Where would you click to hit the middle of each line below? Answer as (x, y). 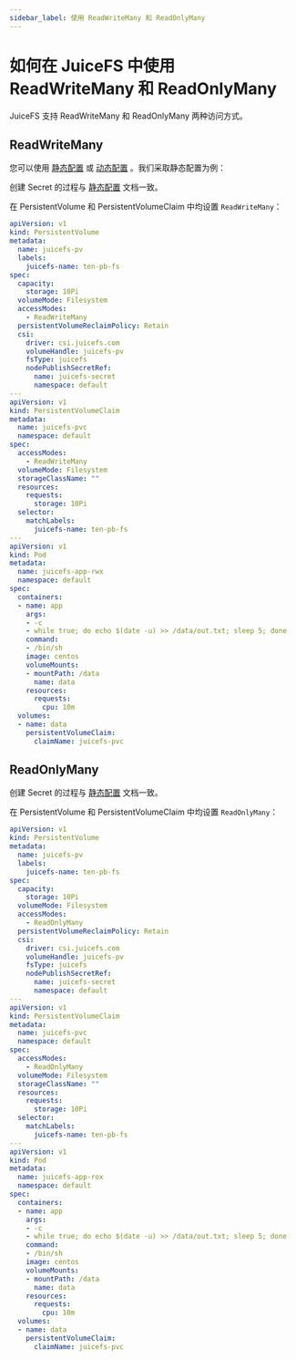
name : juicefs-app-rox (61, 1178)
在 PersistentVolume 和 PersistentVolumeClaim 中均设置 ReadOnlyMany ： (144, 812)
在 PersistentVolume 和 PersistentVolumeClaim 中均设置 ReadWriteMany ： (146, 207)
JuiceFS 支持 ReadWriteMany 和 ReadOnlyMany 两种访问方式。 (128, 116)
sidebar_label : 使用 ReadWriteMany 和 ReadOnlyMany (107, 18)
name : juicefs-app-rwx (61, 572)
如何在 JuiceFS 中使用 (92, 66)
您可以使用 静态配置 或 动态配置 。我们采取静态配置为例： (117, 168)
